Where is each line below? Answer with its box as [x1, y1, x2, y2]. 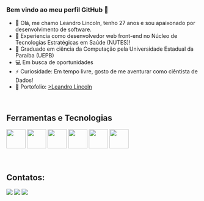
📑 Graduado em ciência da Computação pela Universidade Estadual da [15, 45, 194, 53]
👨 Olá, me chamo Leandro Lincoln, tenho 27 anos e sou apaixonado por [15, 20, 195, 27]
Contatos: [6, 172, 45, 183]
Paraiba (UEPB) [15, 52, 54, 59]
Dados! [15, 76, 34, 84]
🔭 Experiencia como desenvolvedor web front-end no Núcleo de [15, 32, 178, 40]
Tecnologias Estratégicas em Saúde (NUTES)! [15, 39, 131, 46]
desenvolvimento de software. [15, 26, 92, 33]
